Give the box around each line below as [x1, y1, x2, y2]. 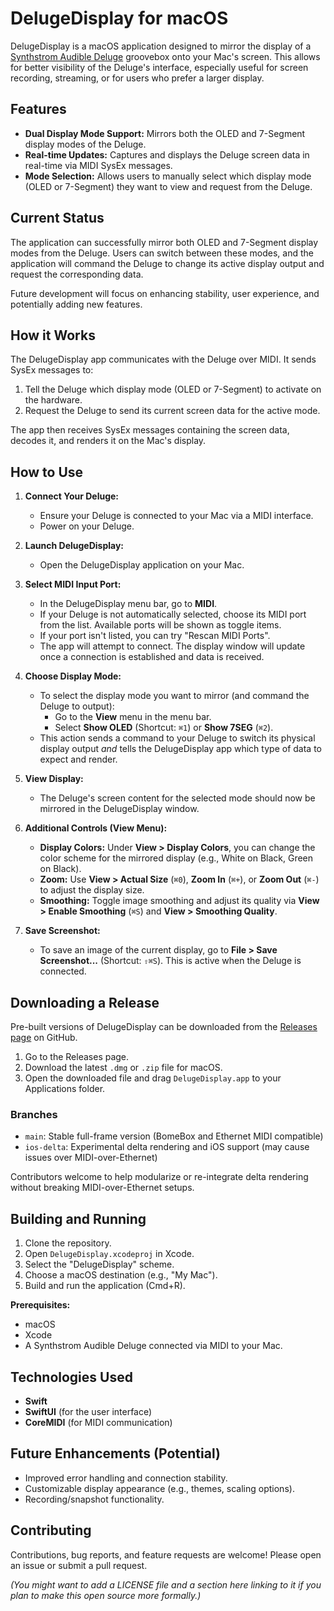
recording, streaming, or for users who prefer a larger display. [10, 72, 265, 84]
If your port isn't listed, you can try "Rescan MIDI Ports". [39, 630, 271, 642]
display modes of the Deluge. [24, 138, 147, 150]
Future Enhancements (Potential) [10, 1445, 221, 1462]
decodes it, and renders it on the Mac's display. [10, 435, 207, 447]
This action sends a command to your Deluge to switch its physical [39, 732, 316, 744]
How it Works [10, 327, 96, 344]
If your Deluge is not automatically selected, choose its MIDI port [39, 608, 307, 621]
